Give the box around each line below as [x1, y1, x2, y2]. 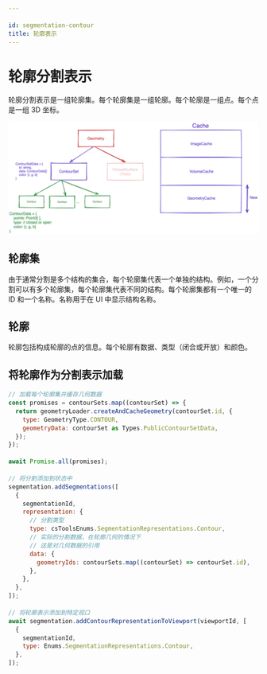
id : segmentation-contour [8, 21, 94, 29]
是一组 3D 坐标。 [8, 105, 64, 115]
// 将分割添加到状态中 [8, 474, 73, 482]
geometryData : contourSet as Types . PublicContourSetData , [22, 424, 219, 432]
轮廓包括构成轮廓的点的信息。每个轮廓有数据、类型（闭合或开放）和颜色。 [8, 342, 252, 352]
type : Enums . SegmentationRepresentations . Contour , [22, 642, 194, 650]
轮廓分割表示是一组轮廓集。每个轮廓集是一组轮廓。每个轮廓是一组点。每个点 [8, 95, 259, 105]
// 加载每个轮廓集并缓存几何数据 [8, 391, 102, 399]
